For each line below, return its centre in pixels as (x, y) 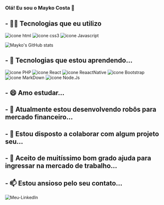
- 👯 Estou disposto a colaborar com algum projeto (82, 134)
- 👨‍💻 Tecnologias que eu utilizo (53, 24)
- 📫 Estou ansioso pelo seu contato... (64, 183)
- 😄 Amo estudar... (35, 93)
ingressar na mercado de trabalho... (61, 166)
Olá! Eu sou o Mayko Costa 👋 (40, 8)
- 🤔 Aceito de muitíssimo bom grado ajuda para (78, 158)
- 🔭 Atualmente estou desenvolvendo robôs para (81, 110)
